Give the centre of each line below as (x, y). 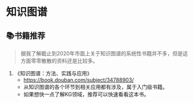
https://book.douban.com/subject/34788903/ (78, 80)
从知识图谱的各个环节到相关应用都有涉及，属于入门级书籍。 (96, 87)
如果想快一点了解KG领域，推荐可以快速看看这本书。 (86, 94)
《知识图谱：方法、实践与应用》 (53, 73)
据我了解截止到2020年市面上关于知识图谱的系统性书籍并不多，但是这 (104, 53)
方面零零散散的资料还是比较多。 (59, 61)
